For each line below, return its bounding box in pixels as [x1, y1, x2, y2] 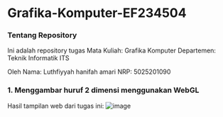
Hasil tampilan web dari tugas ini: [7, 101, 104, 110]
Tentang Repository [7, 30, 77, 40]
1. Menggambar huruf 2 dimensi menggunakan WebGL [7, 85, 200, 95]
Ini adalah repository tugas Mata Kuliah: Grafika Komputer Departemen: [7, 46, 217, 55]
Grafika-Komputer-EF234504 [7, 5, 187, 21]
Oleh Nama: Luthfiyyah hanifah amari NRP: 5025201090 [7, 67, 171, 76]
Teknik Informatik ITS [7, 54, 70, 62]
